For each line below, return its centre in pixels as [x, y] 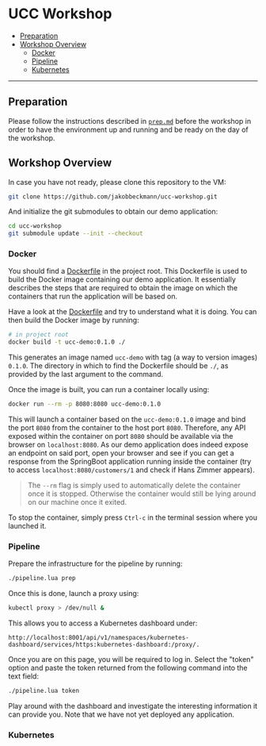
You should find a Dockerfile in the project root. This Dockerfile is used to [128, 271]
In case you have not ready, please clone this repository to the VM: [118, 182]
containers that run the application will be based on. [93, 296]
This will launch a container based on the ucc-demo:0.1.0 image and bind [127, 419]
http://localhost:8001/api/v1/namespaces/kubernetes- [99, 638]
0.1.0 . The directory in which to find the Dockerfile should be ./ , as [118, 366]
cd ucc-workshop [35, 226]
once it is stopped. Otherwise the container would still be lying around [142, 494]
